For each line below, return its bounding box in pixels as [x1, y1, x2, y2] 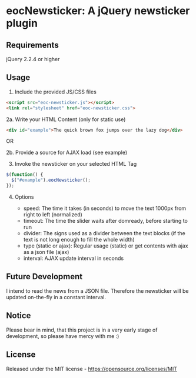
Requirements [6, 40, 59, 50]
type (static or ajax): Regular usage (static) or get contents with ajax [23, 242, 188, 249]
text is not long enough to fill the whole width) [23, 236, 135, 243]
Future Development [6, 272, 83, 282]
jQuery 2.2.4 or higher [6, 56, 60, 62]
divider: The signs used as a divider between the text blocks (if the [23, 230, 185, 237]
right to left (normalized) [23, 211, 82, 218]
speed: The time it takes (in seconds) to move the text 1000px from [23, 205, 187, 212]
